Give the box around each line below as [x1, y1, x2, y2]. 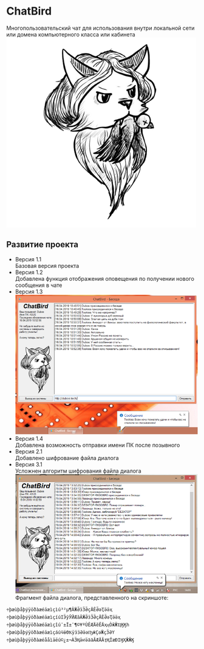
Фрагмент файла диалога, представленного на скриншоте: [15, 594, 169, 601]
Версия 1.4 [15, 435, 44, 442]
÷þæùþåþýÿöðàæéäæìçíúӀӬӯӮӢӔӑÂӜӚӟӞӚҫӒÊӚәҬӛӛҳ [6, 614, 121, 620]
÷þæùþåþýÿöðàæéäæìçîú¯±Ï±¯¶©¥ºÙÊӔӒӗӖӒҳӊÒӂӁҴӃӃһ [6, 622, 129, 628]
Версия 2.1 [15, 448, 42, 455]
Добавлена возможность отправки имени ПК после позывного [15, 442, 180, 448]
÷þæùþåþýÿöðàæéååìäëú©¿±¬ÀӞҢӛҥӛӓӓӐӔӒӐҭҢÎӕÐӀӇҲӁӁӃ [6, 637, 135, 643]
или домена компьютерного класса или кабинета [6, 30, 135, 38]
